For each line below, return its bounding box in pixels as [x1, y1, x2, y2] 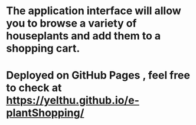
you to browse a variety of [6, 17, 137, 30]
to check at [6, 81, 62, 95]
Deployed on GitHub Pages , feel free [6, 69, 191, 82]
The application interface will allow [6, 4, 181, 18]
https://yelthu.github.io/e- [6, 94, 140, 107]
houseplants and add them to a [6, 29, 161, 42]
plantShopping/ [6, 106, 84, 120]
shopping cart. [6, 42, 80, 55]
